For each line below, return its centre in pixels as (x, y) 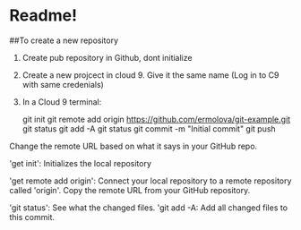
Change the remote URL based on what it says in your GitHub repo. (133, 146)
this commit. (32, 217)
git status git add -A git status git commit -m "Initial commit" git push (149, 128)
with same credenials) (63, 84)
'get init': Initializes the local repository (81, 163)
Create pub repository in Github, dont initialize (107, 57)
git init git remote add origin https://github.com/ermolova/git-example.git (156, 119)
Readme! (43, 16)
